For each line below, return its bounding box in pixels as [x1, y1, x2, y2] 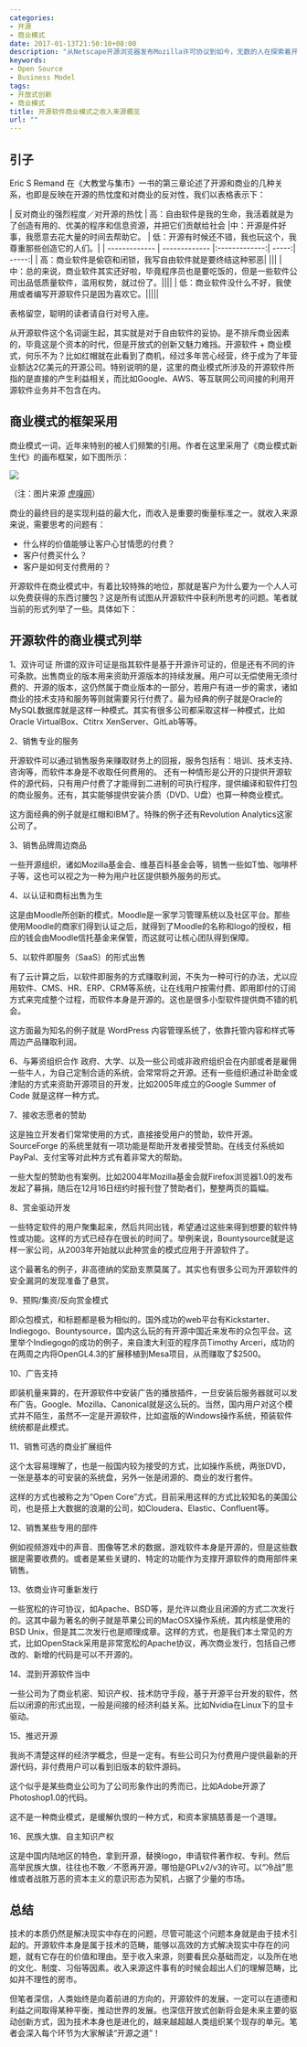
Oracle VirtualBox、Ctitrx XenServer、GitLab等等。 [9, 715, 203, 727]
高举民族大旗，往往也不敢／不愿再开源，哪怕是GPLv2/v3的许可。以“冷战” [9, 1861, 286, 1872]
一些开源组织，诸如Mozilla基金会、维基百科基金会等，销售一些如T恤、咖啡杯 [9, 859, 298, 870]
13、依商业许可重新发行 [9, 1583, 99, 1594]
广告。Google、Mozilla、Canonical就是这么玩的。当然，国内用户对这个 [16, 1399, 285, 1409]
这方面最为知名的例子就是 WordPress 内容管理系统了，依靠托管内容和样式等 [9, 1024, 295, 1035]
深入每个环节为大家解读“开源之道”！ [25, 2028, 162, 2039]
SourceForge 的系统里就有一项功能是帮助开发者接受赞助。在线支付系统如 [9, 1140, 285, 1151]
